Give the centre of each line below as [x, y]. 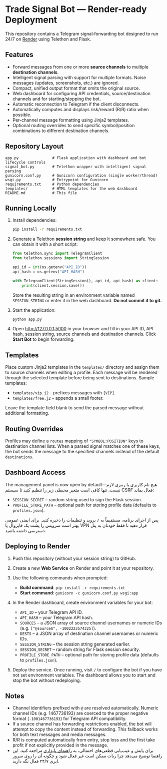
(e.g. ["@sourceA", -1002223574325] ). [58, 628]
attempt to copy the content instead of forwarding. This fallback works [85, 729]
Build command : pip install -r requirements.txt [72, 587]
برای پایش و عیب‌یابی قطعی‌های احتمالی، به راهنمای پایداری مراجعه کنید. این [83, 750]
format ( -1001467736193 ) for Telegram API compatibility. [69, 718]
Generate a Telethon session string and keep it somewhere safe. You [84, 239]
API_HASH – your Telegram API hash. [56, 617]
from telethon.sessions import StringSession [60, 258]
